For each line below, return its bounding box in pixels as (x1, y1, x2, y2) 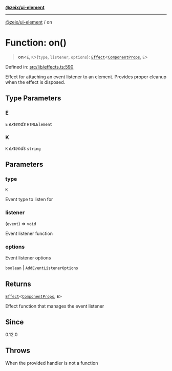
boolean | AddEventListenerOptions (5, 265, 78, 271)
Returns (5, 279, 32, 288)
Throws (5, 346, 31, 355)
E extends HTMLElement (5, 121, 53, 127)
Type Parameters (5, 94, 61, 103)
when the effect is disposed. (5, 79, 66, 85)
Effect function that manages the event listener (5, 303, 104, 309)
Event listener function (5, 230, 53, 236)
